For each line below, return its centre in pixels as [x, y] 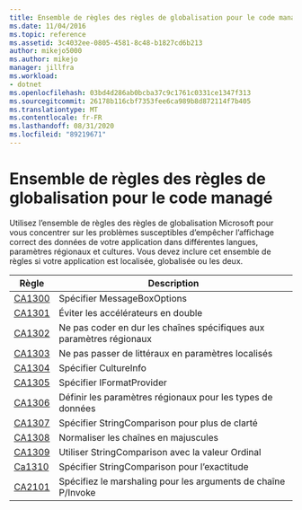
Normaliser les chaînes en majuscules [138, 437]
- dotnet [26, 84]
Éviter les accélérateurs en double [130, 312]
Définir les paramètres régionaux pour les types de [165, 397]
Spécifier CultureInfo [102, 367]
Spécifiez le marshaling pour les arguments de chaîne [172, 481]
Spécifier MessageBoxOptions [122, 298]
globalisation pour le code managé [141, 198]
